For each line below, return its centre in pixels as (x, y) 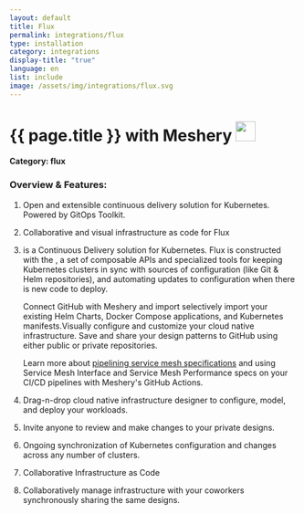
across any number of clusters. (81, 455)
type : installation (47, 43)
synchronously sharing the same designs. (101, 499)
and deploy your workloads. (75, 409)
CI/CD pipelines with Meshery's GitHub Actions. (113, 382)
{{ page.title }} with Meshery (121, 136)
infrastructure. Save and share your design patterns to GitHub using (150, 335)
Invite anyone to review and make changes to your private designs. (149, 427)
